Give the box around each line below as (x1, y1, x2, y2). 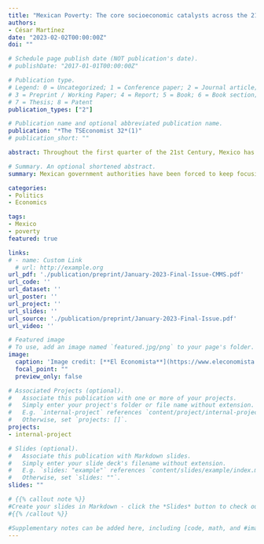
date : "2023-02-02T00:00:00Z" (8, 33, 108, 42)
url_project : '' (8, 300, 61, 308)
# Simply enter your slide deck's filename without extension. (8, 459, 226, 467)
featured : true (8, 235, 58, 243)
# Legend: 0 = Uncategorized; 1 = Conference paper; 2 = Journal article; (8, 83, 258, 91)
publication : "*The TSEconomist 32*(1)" (8, 127, 143, 135)
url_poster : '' (8, 293, 58, 301)
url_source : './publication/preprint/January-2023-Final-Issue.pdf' (8, 315, 237, 323)
